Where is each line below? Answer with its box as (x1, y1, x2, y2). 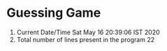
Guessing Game (6, 5, 101, 21)
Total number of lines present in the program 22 (16, 35, 155, 43)
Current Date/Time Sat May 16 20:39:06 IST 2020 (16, 28, 160, 36)
